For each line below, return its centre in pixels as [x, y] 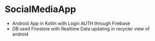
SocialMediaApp [40, 9]
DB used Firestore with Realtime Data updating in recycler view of [81, 28]
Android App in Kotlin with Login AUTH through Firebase [71, 23]
